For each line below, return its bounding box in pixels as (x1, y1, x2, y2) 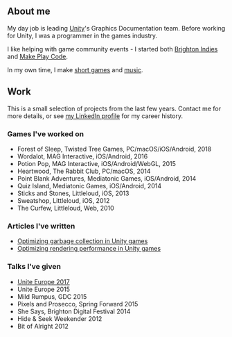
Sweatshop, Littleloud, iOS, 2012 (17, 196, 110, 204)
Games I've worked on (7, 129, 84, 138)
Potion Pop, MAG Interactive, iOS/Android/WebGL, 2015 (17, 159, 177, 167)
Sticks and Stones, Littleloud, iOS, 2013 (17, 189, 130, 197)
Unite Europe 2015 (17, 285, 71, 293)
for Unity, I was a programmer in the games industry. (7, 31, 158, 40)
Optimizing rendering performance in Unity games (17, 245, 161, 253)
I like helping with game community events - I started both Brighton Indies (7, 44, 218, 53)
